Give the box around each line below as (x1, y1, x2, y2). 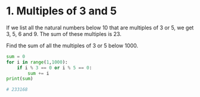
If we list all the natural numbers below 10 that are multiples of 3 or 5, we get (6, 24, 194, 31)
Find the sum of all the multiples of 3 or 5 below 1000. (6, 42, 139, 49)
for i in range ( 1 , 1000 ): (6, 59, 68, 65)
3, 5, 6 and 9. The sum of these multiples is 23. (6, 30, 122, 37)
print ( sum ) (6, 76, 33, 82)
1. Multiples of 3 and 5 (6, 4, 117, 18)
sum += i (27, 70, 50, 76)
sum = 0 (6, 53, 26, 59)
